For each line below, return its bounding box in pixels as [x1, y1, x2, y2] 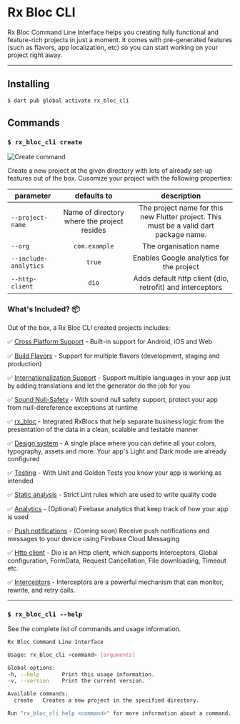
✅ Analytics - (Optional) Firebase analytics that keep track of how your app [7, 504, 229, 513]
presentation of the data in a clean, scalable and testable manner [7, 425, 199, 433]
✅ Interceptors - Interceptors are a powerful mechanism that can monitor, [7, 578, 224, 586]
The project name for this [138, 203, 224, 213]
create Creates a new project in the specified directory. [14, 697, 200, 704]
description [160, 191, 201, 201]
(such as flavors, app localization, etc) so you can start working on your [7, 43, 219, 51]
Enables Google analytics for [132, 253, 229, 263]
